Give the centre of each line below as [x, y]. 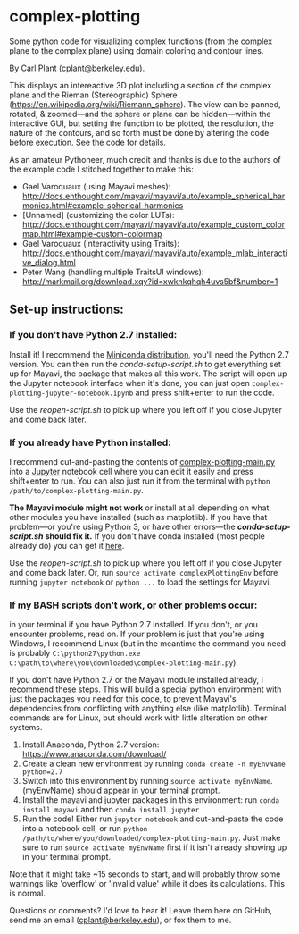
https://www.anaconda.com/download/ [94, 754]
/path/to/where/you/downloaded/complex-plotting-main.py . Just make [151, 838]
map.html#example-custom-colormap [92, 233]
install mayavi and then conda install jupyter [111, 810]
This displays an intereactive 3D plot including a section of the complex [141, 85]
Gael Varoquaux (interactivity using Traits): [101, 243]
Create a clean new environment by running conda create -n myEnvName [154, 764]
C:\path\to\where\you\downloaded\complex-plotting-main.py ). [124, 662]
